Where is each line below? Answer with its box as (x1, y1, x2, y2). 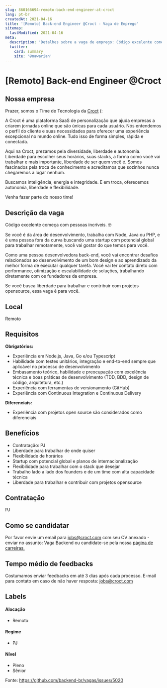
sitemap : (5, 26, 23, 31)
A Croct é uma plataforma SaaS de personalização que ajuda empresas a (5, 117, 155, 123)
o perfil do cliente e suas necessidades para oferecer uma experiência (5, 128, 150, 134)
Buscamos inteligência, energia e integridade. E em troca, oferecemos (5, 179, 149, 185)
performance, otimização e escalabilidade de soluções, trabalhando (5, 268, 145, 274)
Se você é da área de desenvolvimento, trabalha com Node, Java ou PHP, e (5, 232, 160, 238)
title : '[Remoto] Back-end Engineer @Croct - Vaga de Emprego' (5, 21, 139, 26)
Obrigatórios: (5, 343, 34, 349)
